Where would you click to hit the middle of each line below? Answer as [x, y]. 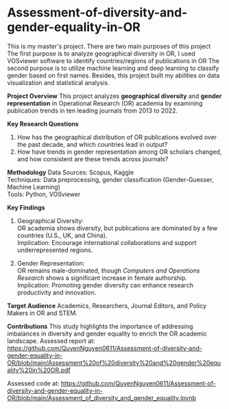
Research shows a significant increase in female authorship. [102, 278]
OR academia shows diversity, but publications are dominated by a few [117, 228]
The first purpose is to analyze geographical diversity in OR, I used [101, 54]
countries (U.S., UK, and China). [62, 235]
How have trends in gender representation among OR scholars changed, [119, 152]
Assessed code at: [33, 383]
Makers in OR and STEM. [42, 313]
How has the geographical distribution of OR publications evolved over [117, 137]
